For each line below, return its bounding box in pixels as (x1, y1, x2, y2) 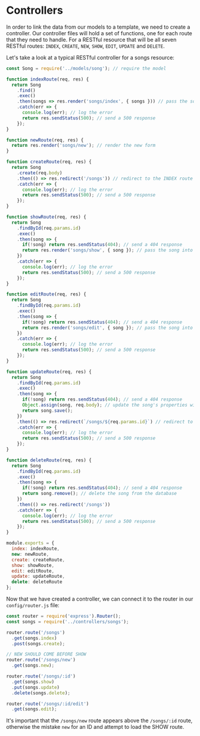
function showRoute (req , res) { (6, 214, 86, 220)
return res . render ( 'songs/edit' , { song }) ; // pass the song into (21, 325, 193, 331)
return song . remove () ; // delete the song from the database (21, 491, 177, 497)
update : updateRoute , (11, 574, 65, 580)
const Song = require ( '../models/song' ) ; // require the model (6, 65, 167, 72)
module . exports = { (6, 540, 55, 546)
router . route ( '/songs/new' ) (6, 657, 76, 663)
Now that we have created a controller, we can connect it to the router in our (6, 595, 193, 603)
